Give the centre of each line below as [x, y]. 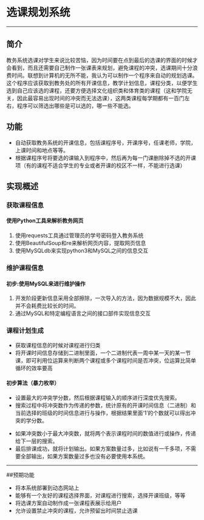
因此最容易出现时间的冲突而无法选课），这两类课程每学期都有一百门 [100, 98]
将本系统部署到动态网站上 [47, 488]
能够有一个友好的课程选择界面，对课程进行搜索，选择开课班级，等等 [100, 495]
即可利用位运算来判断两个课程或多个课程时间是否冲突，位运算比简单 [111, 360]
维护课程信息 [25, 268]
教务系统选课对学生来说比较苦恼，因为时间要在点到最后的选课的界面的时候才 [102, 60]
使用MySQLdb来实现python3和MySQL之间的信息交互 [82, 251]
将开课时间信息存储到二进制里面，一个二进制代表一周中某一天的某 [97, 353]
